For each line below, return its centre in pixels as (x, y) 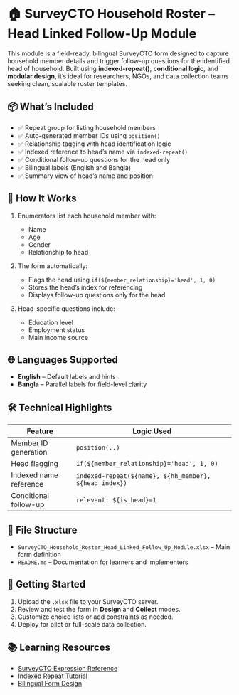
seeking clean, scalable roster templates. (68, 83)
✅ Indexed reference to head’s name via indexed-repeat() (103, 152)
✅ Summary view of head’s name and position (85, 176)
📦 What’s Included (51, 107)
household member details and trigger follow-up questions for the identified (118, 60)
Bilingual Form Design (50, 683)
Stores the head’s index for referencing (85, 287)
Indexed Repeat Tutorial (52, 676)
